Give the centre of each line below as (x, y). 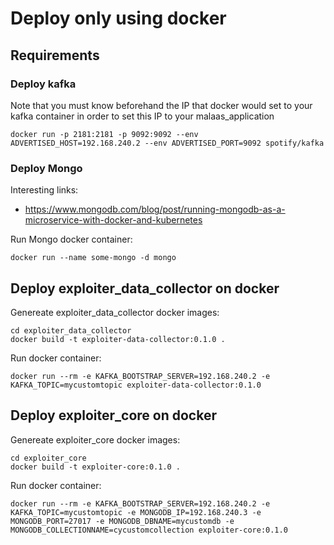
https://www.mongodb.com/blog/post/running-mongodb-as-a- (155, 209)
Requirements (55, 55)
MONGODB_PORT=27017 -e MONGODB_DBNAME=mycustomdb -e (122, 521)
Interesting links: (44, 190)
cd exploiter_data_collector (71, 330)
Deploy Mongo (46, 168)
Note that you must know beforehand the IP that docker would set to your (161, 105)
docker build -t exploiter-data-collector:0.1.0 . (118, 339)
